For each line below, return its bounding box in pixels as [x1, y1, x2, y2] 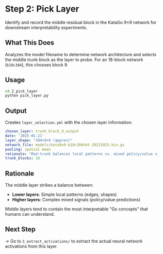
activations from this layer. [5, 243, 58, 249]
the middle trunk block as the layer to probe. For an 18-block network [5, 57, 144, 63]
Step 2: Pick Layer [5, 3, 80, 15]
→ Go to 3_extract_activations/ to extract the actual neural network [5, 238, 143, 244]
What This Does [5, 39, 54, 47]
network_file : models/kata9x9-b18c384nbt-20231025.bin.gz [5, 142, 125, 147]
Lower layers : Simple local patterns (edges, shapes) [12, 191, 117, 197]
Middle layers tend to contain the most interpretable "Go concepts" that [5, 206, 148, 212]
